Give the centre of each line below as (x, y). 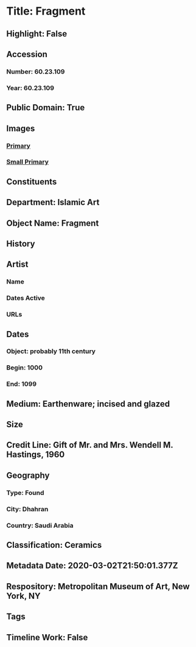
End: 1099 (22, 384)
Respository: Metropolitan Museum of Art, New (98, 586)
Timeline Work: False (47, 637)
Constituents (32, 182)
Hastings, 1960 (36, 455)
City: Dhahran (27, 509)
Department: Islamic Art (53, 202)
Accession (27, 54)
